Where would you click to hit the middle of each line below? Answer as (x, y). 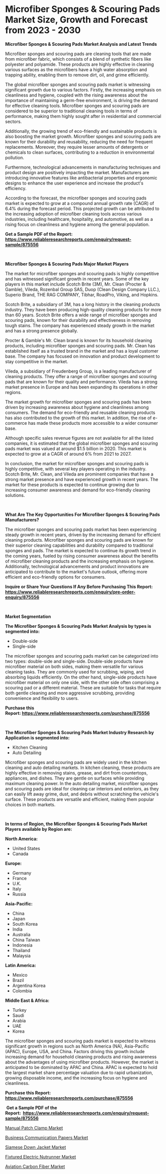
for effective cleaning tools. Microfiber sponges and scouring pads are (77, 105)
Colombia (22, 990)
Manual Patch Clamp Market (34, 1128)
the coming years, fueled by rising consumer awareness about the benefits (82, 556)
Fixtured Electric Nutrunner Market (41, 1157)
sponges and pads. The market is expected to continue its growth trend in (81, 550)
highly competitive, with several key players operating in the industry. (76, 469)
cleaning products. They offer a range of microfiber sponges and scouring (81, 376)
